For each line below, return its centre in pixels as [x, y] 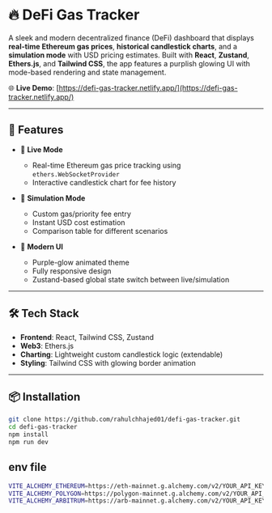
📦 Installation [45, 397]
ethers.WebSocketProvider [76, 174]
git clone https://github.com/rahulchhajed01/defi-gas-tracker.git [125, 420]
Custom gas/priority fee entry [82, 214]
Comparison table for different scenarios [100, 231]
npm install [28, 435]
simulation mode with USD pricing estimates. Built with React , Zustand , [129, 55]
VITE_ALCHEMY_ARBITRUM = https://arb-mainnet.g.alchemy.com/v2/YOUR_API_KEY [137, 501]
